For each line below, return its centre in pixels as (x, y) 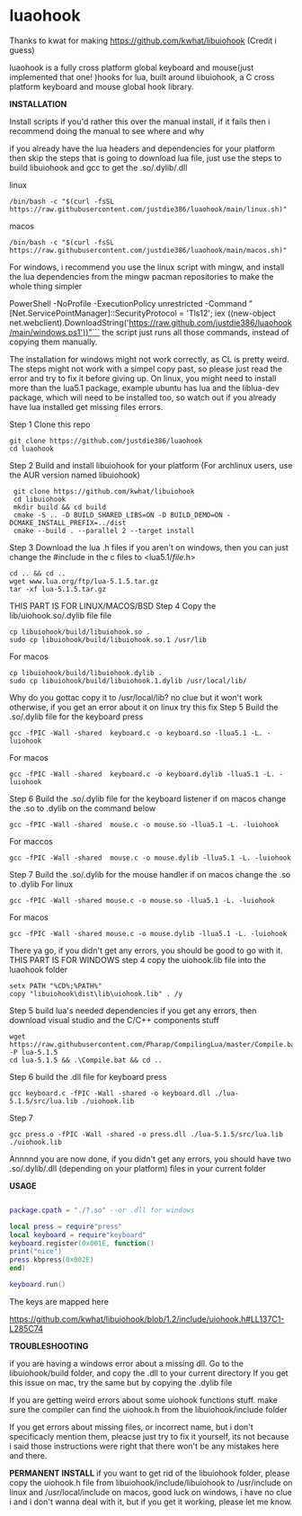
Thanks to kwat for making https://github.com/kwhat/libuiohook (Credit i (143, 40)
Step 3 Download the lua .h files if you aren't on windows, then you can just (149, 547)
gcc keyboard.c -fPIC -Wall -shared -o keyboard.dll (110, 1093)
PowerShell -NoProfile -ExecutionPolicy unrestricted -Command (128, 303)
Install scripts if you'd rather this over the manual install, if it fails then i (140, 121)
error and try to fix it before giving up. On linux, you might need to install (143, 378)
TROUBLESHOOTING (49, 1346)
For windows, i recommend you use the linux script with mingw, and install (147, 267)
